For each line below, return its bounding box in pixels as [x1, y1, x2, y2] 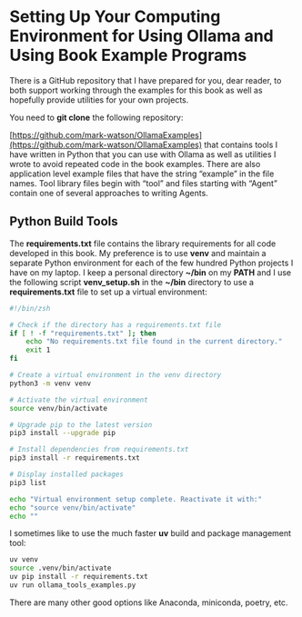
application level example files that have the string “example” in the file [9, 168, 275, 179]
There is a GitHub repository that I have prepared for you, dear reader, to [9, 75, 282, 85]
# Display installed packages [9, 470, 125, 479]
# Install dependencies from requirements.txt [9, 445, 189, 454]
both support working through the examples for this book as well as [9, 85, 263, 95]
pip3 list [9, 478, 47, 487]
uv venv [9, 555, 39, 564]
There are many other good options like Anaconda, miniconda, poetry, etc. [9, 597, 288, 608]
